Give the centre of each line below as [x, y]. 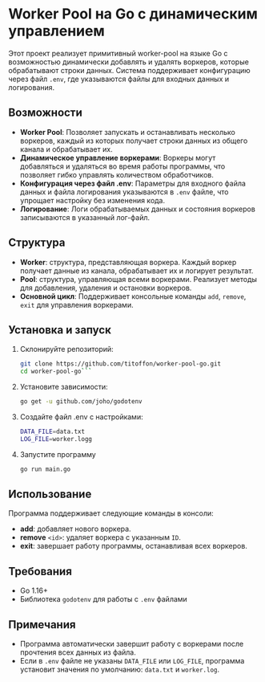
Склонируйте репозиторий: [66, 349]
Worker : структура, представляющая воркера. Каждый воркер [128, 262]
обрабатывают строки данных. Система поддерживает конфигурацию [129, 70]
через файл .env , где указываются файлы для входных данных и [119, 79]
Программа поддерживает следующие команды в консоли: [111, 513]
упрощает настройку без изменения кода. [92, 200]
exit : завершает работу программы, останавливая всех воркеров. [134, 546]
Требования [40, 571]
